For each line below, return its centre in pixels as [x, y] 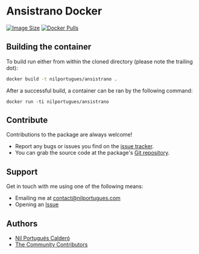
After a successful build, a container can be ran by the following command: [99, 90]
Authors [22, 223]
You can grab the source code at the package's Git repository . [92, 153]
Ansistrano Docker [54, 11]
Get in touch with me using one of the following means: [75, 186]
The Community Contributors [51, 245]
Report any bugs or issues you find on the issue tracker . [84, 146]
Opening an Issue [37, 204]
